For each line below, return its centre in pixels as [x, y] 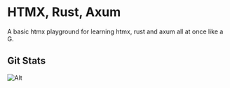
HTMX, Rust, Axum [64, 12]
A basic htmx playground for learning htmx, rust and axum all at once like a [115, 31]
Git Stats [27, 61]
